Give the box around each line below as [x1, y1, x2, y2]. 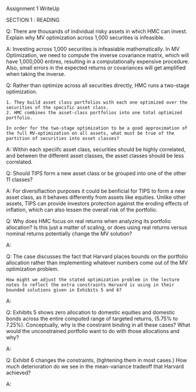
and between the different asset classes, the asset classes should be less [6, 152, 184, 159]
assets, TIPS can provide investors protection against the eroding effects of [6, 200, 189, 207]
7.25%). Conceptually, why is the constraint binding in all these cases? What [6, 321, 191, 328]
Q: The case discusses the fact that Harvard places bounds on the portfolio [6, 253, 188, 260]
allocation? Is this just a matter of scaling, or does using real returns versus [6, 224, 188, 231]
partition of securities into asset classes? [6, 135, 119, 141]
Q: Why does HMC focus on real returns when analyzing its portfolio [6, 218, 171, 224]
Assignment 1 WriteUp [6, 5, 60, 12]
